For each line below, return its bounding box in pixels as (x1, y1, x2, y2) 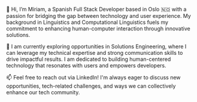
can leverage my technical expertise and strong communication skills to (6, 50, 183, 56)
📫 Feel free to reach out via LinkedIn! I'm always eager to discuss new (6, 74, 181, 81)
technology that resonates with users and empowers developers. (6, 62, 166, 69)
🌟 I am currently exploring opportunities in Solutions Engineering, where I (6, 43, 187, 50)
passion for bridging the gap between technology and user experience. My (6, 13, 192, 19)
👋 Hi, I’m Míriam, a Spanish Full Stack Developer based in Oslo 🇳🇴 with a (6, 6, 187, 13)
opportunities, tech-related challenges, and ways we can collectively (6, 82, 176, 89)
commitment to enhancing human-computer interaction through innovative (6, 25, 190, 32)
